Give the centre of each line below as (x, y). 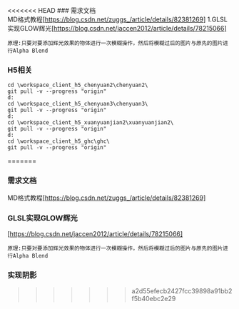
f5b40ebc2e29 (154, 299)
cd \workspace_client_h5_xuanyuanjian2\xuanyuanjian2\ (91, 123)
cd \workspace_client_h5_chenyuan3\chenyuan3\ (78, 104)
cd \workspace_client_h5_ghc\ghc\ (59, 141)
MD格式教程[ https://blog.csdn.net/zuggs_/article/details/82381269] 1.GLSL (118, 19)
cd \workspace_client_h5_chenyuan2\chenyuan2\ (78, 85)
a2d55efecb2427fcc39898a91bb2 (182, 291)
